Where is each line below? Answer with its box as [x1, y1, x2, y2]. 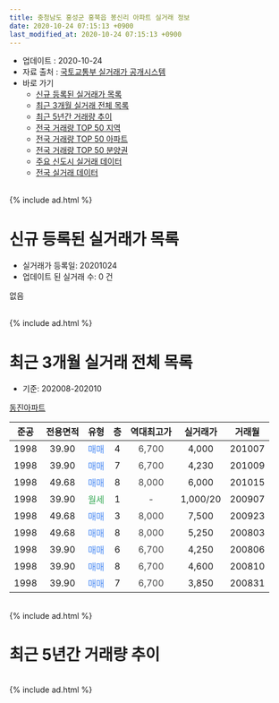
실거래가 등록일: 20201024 [21, 261, 118, 271]
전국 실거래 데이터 [35, 167, 98, 178]
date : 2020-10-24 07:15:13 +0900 [9, 21, 134, 30]
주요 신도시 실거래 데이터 [35, 156, 123, 167]
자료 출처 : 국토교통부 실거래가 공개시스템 [21, 66, 166, 77]
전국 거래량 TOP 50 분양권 [35, 145, 128, 156]
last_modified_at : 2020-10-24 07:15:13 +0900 [9, 30, 182, 39]
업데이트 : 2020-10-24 [21, 56, 103, 66]
